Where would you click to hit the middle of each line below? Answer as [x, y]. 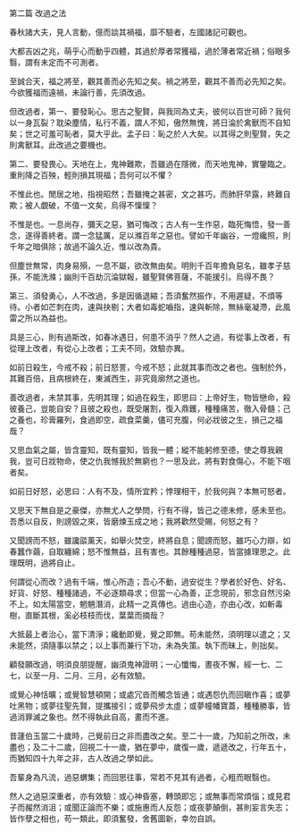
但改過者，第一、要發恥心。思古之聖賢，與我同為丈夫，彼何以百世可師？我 [146, 111]
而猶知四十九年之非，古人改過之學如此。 [83, 758]
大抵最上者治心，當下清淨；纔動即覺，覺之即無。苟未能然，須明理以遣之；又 [150, 634]
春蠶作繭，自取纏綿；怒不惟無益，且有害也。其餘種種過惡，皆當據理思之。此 [150, 551]
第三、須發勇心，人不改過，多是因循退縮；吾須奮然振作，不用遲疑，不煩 [142, 296]
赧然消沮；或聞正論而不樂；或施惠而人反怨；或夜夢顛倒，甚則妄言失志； [158, 807]
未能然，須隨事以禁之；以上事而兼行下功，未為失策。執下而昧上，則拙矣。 [146, 645]
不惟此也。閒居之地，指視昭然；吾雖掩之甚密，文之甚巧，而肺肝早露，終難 [146, 194]
